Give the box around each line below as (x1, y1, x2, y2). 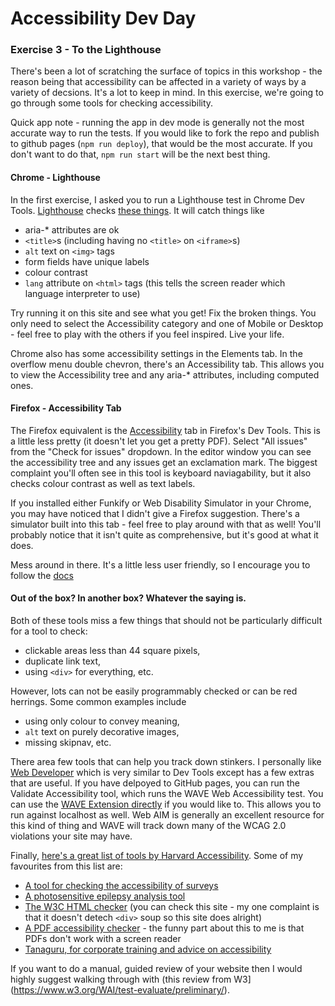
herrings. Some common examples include (10, 696, 187, 708)
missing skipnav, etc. (24, 737, 112, 749)
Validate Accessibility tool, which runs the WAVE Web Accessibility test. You (10, 788, 324, 800)
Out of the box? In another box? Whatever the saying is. (10, 592, 247, 604)
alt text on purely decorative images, (24, 726, 180, 738)
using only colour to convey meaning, (24, 715, 180, 727)
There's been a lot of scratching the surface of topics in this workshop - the (10, 65, 323, 77)
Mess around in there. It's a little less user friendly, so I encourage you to (10, 558, 311, 571)
